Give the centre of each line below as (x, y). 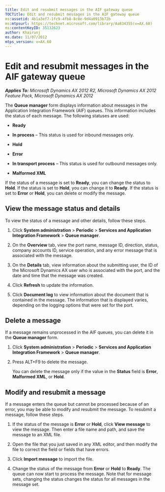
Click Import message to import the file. (53, 459)
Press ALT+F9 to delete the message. (50, 362)
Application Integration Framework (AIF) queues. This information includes (81, 110)
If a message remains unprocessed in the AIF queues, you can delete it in (79, 332)
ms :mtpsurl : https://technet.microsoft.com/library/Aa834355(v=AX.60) (79, 23)
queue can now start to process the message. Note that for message (82, 474)
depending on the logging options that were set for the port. (73, 305)
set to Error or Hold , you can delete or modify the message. (66, 193)
